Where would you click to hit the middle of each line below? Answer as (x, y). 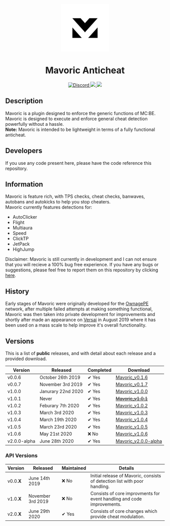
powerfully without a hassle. (35, 124)
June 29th (39, 511)
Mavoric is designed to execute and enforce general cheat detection (76, 119)
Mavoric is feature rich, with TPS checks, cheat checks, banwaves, (75, 196)
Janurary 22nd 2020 (61, 392)
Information (24, 184)
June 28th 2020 (57, 441)
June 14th (39, 478)
